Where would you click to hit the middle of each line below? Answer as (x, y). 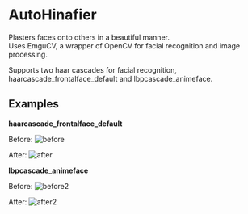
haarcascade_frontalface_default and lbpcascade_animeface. (111, 78)
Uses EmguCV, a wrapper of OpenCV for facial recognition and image (124, 45)
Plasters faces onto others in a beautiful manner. (89, 37)
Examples (34, 104)
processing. (28, 54)
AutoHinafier (53, 15)
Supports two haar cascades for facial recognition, (93, 69)
